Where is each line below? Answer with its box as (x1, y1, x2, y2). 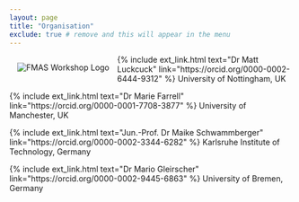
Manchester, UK (9, 110, 69, 121)
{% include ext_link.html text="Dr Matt (117, 55, 259, 66)
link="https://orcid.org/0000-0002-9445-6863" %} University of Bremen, (9, 173, 284, 184)
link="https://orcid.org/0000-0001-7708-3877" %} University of (9, 101, 247, 111)
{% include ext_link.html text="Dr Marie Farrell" (9, 91, 185, 101)
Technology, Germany (9, 146, 92, 157)
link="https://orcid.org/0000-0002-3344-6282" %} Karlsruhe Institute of (9, 136, 280, 148)
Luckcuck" (117, 64, 157, 75)
